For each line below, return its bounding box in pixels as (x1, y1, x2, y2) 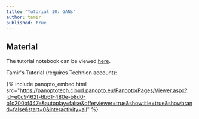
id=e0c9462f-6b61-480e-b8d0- (6, 93, 86, 101)
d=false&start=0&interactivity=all (6, 106, 88, 113)
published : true (6, 20, 47, 26)
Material (6, 42, 38, 52)
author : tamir (6, 14, 42, 20)
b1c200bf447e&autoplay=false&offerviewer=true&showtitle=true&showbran (6, 99, 193, 107)
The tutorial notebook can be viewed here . (6, 58, 111, 65)
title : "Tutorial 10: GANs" (6, 8, 76, 15)
